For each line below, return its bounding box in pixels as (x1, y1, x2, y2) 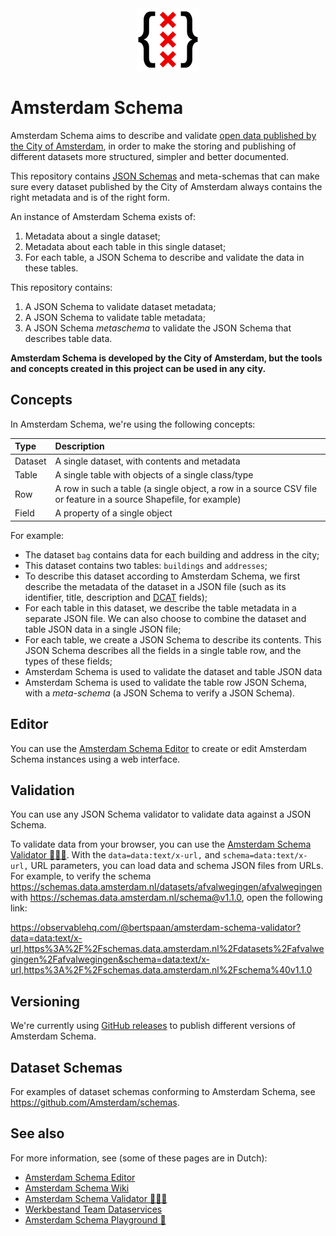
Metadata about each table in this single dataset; (24, 240, 227, 252)
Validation (10, 782, 75, 799)
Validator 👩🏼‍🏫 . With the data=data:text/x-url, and (10, 849, 221, 861)
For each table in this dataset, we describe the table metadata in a (24, 602, 297, 614)
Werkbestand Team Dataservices (24, 1203, 163, 1215)
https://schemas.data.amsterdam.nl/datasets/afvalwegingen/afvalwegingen (10, 881, 323, 893)
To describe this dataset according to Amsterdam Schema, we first (24, 570, 301, 582)
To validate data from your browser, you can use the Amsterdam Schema (10, 838, 312, 851)
